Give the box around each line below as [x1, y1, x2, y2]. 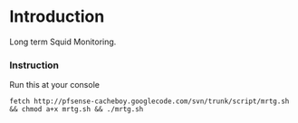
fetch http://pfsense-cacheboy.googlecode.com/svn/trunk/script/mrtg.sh [9, 97, 290, 106]
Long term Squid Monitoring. [9, 36, 117, 47]
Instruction [9, 59, 60, 71]
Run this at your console [9, 80, 100, 90]
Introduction [9, 6, 105, 27]
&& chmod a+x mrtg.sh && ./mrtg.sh [9, 105, 144, 114]
